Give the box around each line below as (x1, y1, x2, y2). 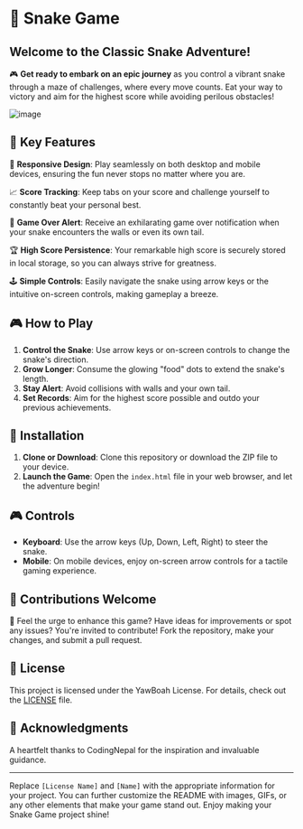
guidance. (9, 754, 47, 765)
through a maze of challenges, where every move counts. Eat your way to (9, 81, 283, 92)
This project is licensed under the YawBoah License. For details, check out (9, 685, 287, 695)
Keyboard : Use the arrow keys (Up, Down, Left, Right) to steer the (22, 536, 269, 547)
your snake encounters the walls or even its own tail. (9, 226, 205, 238)
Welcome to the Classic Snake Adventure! (9, 44, 251, 60)
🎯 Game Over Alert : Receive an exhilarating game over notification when (9, 217, 280, 228)
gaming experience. (22, 565, 97, 576)
